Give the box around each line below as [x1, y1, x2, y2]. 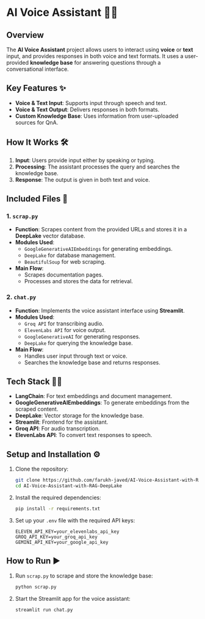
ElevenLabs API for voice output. [24, 326, 106, 333]
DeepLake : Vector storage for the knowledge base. [15, 412, 145, 419]
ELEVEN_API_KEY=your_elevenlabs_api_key [15, 528, 120, 535]
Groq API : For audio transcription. [15, 425, 100, 432]
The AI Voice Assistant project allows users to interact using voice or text [6, 46, 193, 53]
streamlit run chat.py [15, 607, 73, 613]
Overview [6, 30, 45, 40]
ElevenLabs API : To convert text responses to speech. [15, 432, 153, 439]
